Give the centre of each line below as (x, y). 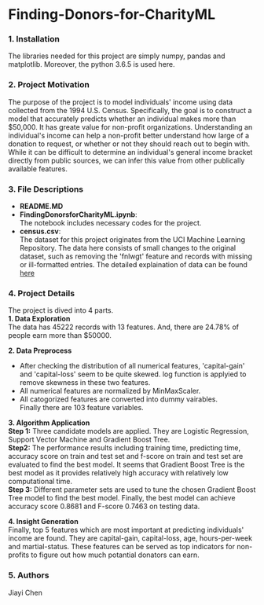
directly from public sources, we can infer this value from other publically (126, 160)
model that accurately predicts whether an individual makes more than (122, 119)
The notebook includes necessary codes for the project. (110, 223)
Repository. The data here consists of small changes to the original (128, 248)
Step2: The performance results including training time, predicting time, (125, 448)
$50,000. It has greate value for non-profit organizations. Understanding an (130, 126)
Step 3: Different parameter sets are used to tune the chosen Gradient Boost (132, 489)
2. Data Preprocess (40, 350)
